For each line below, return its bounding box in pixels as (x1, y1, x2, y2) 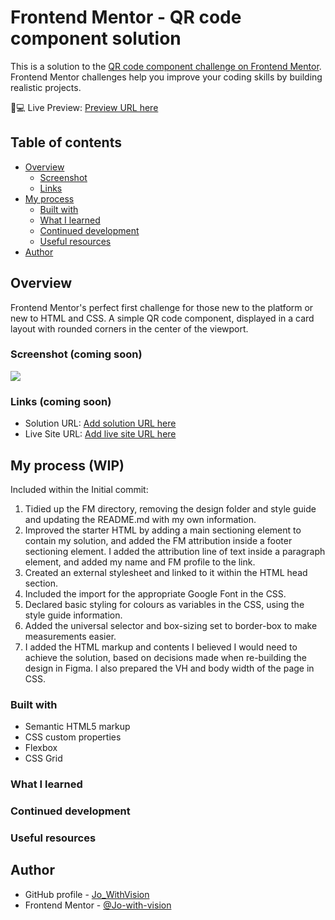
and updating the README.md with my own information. (24, 513, 257, 525)
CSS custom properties (24, 731, 122, 743)
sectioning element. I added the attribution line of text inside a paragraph (24, 545, 326, 557)
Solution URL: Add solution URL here (24, 417, 177, 430)
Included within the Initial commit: (10, 483, 149, 495)
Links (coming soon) (10, 394, 112, 408)
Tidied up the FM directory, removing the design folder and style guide (24, 502, 317, 515)
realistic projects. (10, 81, 82, 93)
